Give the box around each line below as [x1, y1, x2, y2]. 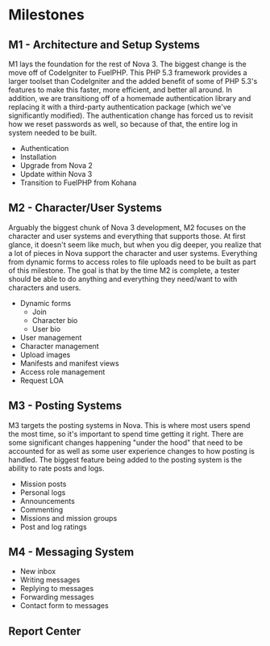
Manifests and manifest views [19, 358, 119, 368]
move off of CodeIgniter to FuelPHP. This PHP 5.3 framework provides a [8, 68, 247, 78]
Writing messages [19, 575, 81, 585]
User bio [31, 324, 61, 333]
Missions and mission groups [19, 513, 118, 522]
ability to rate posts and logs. [8, 463, 105, 473]
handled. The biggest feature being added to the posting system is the [8, 455, 243, 464]
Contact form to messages [19, 601, 109, 610]
